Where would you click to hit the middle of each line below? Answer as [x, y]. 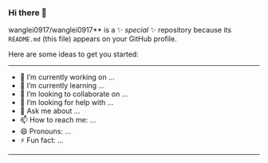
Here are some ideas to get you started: [74, 54]
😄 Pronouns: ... [45, 131]
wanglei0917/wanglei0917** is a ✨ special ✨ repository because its [120, 30]
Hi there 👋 [28, 13]
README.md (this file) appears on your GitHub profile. [93, 39]
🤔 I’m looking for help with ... [67, 103]
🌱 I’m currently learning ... [62, 86]
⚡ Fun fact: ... [41, 140]
